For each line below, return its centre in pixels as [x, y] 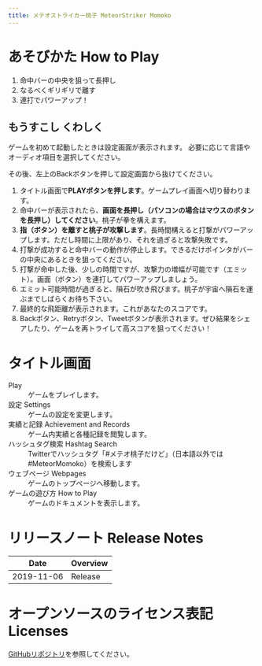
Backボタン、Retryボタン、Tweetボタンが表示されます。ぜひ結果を [128, 319]
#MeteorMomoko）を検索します [80, 464]
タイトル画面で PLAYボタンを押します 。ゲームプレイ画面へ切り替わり [132, 191]
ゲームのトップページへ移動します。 [86, 483]
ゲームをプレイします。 [66, 395]
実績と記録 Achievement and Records [69, 424]
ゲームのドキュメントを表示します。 [86, 503]
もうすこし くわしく [56, 127]
